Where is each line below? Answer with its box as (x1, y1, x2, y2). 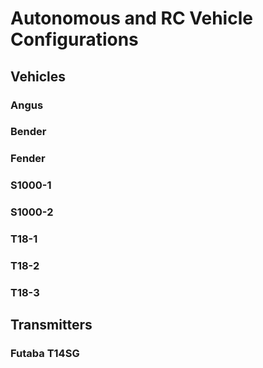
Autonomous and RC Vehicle (10, 7, 253, 30)
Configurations (10, 28, 139, 51)
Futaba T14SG (10, 347, 80, 361)
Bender (10, 125, 47, 139)
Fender (10, 152, 46, 166)
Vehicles (10, 68, 66, 85)
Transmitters (10, 317, 93, 334)
